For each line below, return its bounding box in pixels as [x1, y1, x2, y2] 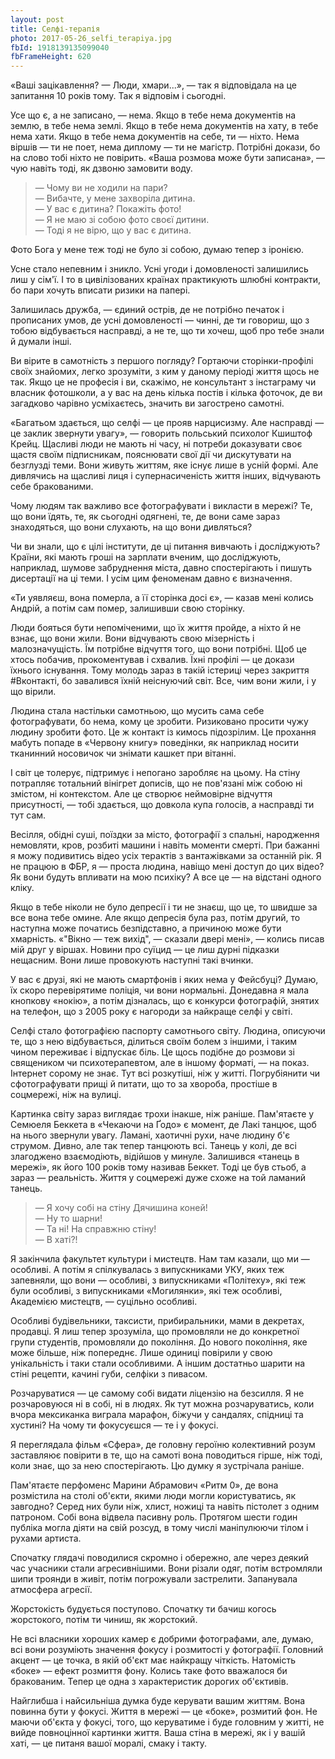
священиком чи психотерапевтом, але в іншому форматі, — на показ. [10, 1057, 310, 1069]
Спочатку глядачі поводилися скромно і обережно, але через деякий [10, 1552, 309, 1564]
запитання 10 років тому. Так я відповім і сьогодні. [10, 90, 227, 102]
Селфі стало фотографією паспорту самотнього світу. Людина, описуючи [10, 1025, 326, 1037]
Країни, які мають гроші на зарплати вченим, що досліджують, [10, 551, 282, 563]
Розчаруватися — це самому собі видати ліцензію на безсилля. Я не [10, 1387, 305, 1400]
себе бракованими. [10, 481, 94, 493]
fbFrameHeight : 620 [10, 52, 92, 62]
